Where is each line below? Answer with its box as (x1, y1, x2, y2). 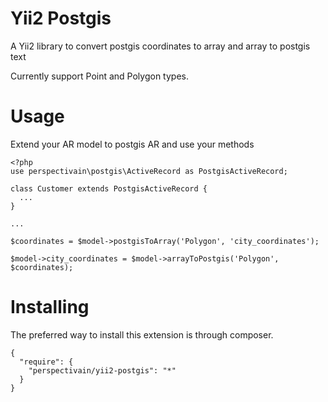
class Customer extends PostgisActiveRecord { (10, 183, 208, 194)
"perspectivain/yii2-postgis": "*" (28, 365, 177, 376)
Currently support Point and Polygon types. (10, 70, 189, 82)
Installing (10, 296, 90, 319)
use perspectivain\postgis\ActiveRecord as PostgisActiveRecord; (10, 166, 288, 176)
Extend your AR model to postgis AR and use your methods (10, 138, 255, 150)
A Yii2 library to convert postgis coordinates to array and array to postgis (10, 40, 311, 52)
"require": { (19, 357, 74, 367)
